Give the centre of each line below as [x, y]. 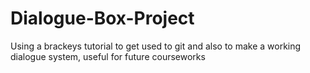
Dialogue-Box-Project [102, 18]
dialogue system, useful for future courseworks [108, 56]
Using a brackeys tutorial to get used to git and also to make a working [156, 46]
